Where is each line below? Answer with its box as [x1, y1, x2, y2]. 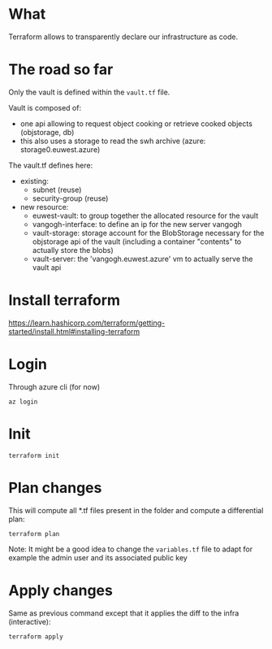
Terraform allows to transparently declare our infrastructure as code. [8, 32, 239, 41]
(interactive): [8, 616, 51, 626]
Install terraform [8, 291, 120, 310]
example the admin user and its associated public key [8, 552, 188, 562]
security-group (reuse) [32, 193, 109, 203]
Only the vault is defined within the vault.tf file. [8, 87, 171, 97]
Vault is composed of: [8, 102, 82, 112]
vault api [32, 262, 62, 272]
